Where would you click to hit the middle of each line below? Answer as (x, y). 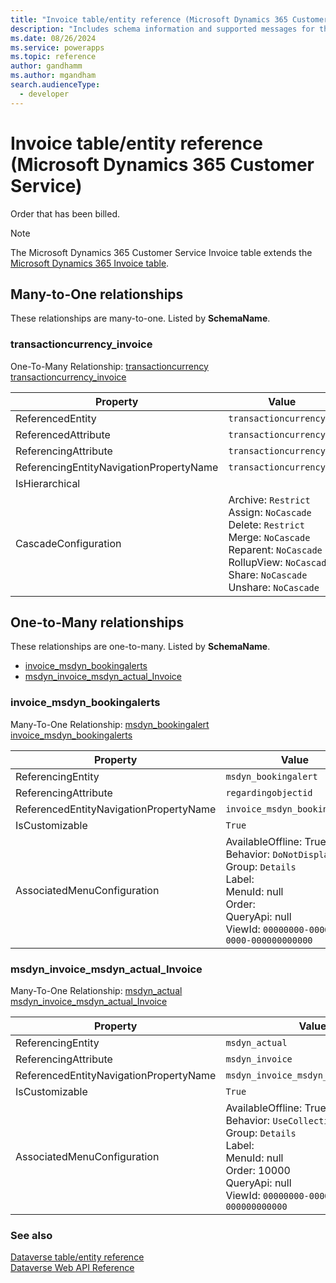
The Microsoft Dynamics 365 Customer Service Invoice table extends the (161, 252)
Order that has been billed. (65, 213)
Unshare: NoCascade (274, 587)
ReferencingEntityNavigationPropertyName (117, 467)
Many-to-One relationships (97, 294)
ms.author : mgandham (53, 76)
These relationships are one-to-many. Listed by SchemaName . (140, 647)
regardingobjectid (269, 792)
